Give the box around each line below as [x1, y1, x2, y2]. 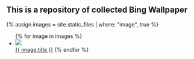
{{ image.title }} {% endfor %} [14, 46, 89, 53]
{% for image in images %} [14, 33, 83, 40]
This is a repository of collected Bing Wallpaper [6, 5, 188, 15]
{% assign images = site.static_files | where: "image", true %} [6, 20, 158, 28]
